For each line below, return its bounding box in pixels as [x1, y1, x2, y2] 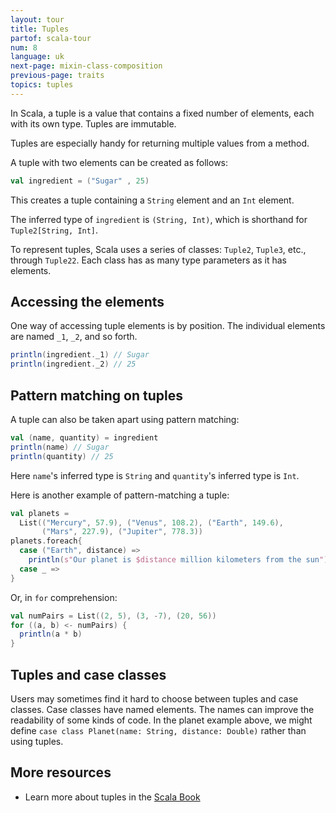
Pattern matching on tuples [10, 387, 183, 404]
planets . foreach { [10, 536, 83, 546]
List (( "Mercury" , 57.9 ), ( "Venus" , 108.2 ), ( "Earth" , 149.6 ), [19, 517, 284, 528]
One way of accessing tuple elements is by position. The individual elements [10, 320, 326, 332]
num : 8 [10, 42, 38, 53]
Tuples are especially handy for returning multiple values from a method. [10, 137, 310, 149]
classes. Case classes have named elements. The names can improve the [10, 703, 315, 715]
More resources [10, 764, 112, 781]
